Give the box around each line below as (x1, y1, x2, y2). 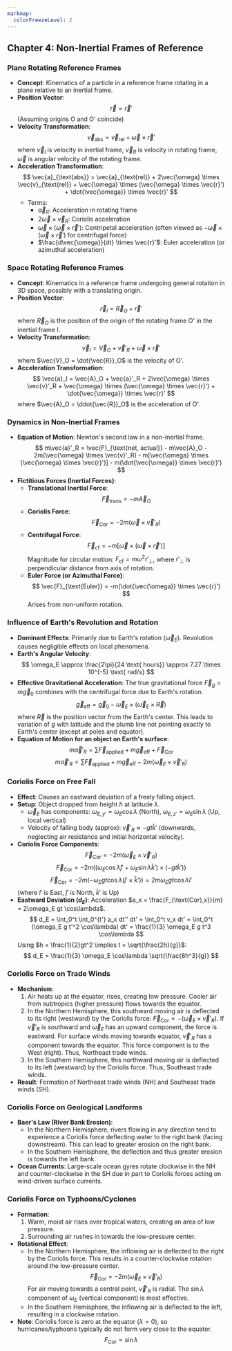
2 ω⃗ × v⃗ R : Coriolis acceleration (37, 215, 130, 225)
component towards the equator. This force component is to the (27, 1041, 210, 1049)
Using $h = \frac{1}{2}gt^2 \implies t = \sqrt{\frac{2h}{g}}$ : (17, 941, 187, 949)
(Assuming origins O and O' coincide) (17, 115, 124, 123)
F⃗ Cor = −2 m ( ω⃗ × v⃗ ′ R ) (91, 518, 161, 528)
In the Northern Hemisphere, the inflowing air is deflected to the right (27, 1246, 224, 1255)
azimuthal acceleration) (37, 246, 105, 254)
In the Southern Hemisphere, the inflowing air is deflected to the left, (27, 1303, 223, 1312)
